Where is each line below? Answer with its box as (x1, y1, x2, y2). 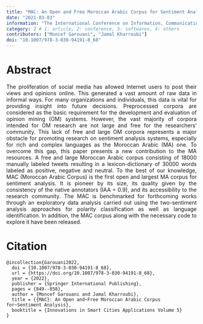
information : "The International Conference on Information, (6, 20, 164, 26)
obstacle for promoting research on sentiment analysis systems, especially (6, 134, 197, 142)
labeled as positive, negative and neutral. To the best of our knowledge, (6, 167, 197, 174)
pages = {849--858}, (11, 286, 63, 292)
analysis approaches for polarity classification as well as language (6, 205, 197, 213)
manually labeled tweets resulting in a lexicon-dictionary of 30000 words (6, 160, 197, 167)
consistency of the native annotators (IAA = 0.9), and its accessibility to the (6, 186, 197, 193)
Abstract (6, 63, 51, 77)
